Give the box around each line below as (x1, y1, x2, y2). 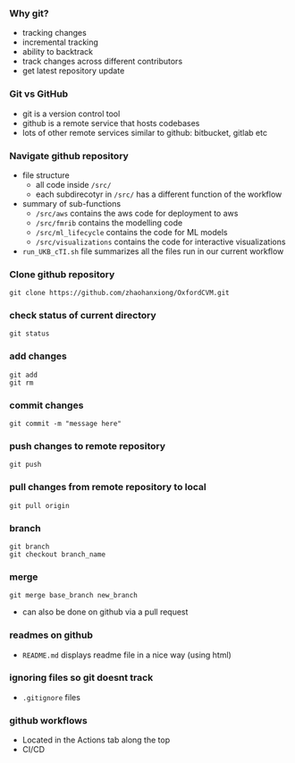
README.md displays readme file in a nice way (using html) (21, 649, 232, 660)
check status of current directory (9, 309, 156, 322)
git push (9, 460, 42, 470)
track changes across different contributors (21, 56, 183, 67)
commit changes (9, 399, 84, 411)
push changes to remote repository (9, 440, 166, 452)
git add (9, 370, 38, 379)
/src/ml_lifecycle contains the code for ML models (35, 226, 228, 237)
